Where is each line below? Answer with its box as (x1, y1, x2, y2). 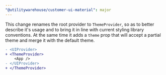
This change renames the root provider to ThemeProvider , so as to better (5, 21, 154, 27)
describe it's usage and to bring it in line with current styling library (5, 26, 144, 33)
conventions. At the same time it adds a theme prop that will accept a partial (5, 32, 161, 38)
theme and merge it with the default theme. (5, 37, 95, 43)
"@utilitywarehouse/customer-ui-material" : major (5, 7, 112, 13)
